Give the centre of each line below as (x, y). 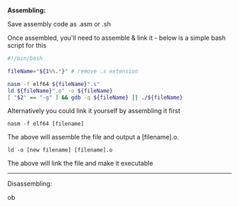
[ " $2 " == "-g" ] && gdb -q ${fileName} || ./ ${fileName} (95, 97)
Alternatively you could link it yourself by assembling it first (94, 111)
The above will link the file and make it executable (80, 164)
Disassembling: (30, 184)
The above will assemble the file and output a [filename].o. (93, 137)
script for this (27, 45)
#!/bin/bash (25, 58)
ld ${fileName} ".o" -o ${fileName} (60, 91)
